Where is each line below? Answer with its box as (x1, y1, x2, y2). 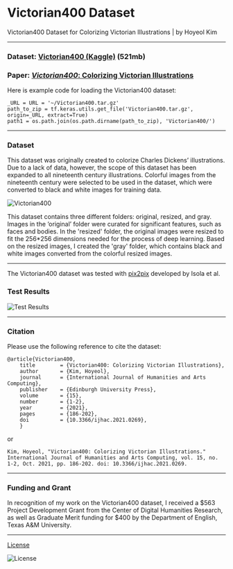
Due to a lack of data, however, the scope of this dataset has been (7, 163, 197, 172)
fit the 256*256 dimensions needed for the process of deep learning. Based (7, 235, 225, 243)
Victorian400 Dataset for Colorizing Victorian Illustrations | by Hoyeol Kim (7, 28, 218, 36)
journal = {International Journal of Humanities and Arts (19, 374, 207, 381)
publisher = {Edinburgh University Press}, (19, 386, 157, 393)
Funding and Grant (7, 483, 71, 493)
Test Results (7, 287, 50, 297)
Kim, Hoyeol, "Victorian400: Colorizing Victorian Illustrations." (7, 448, 207, 456)
